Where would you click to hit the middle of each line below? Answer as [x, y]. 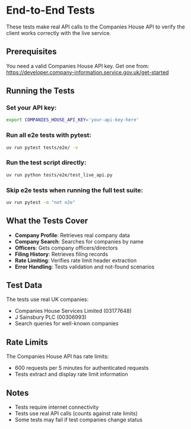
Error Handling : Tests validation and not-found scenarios [85, 267]
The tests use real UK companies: [47, 299]
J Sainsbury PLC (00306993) [51, 317]
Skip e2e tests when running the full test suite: [75, 190]
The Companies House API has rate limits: [58, 357]
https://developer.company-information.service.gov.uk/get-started [87, 72]
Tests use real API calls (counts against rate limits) [76, 414]
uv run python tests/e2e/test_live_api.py [59, 175]
